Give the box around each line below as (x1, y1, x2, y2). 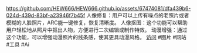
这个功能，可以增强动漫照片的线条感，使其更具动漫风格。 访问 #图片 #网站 (6, 34, 186, 40)
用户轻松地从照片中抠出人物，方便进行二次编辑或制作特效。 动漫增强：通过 (6, 26, 188, 33)
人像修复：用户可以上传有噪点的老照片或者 (86, 12, 189, 19)
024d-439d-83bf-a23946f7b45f (6, 12, 86, 19)
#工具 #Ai (6, 41, 29, 48)
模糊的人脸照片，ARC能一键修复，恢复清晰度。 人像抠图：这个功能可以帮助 (6, 19, 188, 26)
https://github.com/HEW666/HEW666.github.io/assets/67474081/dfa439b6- (6, 5, 191, 12)
